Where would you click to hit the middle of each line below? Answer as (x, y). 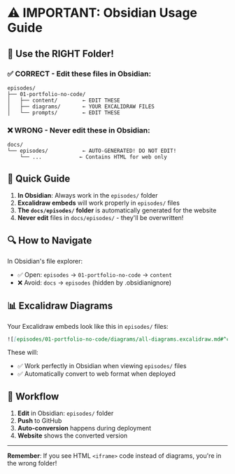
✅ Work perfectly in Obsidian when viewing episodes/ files (102, 366)
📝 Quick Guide (39, 178)
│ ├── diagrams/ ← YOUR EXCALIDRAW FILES (81, 107)
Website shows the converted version (72, 435)
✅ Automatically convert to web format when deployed (97, 374)
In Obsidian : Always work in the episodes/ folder (88, 195)
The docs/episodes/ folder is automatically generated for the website (117, 210)
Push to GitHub (40, 421)
